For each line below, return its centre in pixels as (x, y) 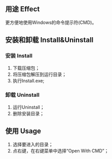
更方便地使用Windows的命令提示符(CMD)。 (51, 22)
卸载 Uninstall (22, 95)
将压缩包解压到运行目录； (39, 74)
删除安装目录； (28, 113)
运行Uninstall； (29, 107)
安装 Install (19, 56)
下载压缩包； (26, 68)
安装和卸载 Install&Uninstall (49, 40)
